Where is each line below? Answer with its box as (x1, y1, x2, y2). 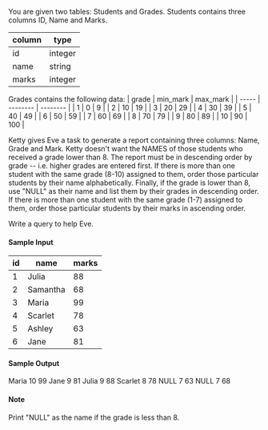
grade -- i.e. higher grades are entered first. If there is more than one (8, 161, 236, 171)
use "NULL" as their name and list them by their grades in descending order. (8, 187, 260, 195)
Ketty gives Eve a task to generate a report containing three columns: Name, (8, 135, 260, 145)
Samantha (27, 284, 66, 295)
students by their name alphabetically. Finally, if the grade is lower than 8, (8, 178, 250, 187)
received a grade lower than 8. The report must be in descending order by (8, 152, 253, 162)
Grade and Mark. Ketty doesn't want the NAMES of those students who (8, 144, 243, 153)
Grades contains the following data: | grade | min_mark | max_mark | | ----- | (8, 94, 261, 103)
